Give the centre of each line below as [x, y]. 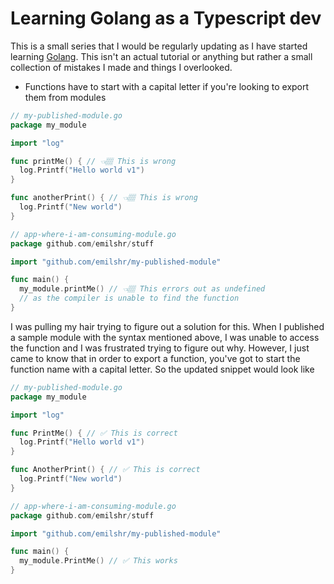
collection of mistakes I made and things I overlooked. [121, 67]
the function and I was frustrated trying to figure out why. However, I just [160, 348]
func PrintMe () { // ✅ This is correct [94, 433]
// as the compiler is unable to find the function [129, 298]
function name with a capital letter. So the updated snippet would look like [162, 369]
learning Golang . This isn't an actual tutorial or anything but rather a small [161, 56]
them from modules [65, 97]
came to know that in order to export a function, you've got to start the [155, 358]
